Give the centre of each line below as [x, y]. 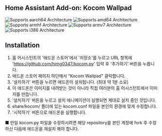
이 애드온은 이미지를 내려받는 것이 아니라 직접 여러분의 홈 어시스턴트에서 [80, 88]
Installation [22, 45]
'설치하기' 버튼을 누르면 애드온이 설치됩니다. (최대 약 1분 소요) [70, 82]
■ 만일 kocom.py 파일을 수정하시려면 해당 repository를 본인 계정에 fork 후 [76, 122]
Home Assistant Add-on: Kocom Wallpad [69, 8]
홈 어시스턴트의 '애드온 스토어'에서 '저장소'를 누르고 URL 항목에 [72, 57]
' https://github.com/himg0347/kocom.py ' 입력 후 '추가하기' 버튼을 [77, 64]
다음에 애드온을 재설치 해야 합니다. [46, 129]
